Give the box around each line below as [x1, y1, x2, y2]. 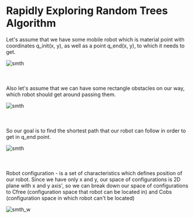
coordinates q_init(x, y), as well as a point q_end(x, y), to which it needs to [6, 42, 185, 49]
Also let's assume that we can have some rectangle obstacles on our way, [6, 84, 185, 91]
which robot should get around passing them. [6, 91, 116, 98]
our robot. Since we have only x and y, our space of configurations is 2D [6, 176, 181, 183]
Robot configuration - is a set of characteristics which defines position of [6, 169, 183, 176]
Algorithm [6, 16, 56, 30]
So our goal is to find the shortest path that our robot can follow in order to [6, 127, 186, 134]
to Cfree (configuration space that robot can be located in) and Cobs [6, 188, 172, 195]
